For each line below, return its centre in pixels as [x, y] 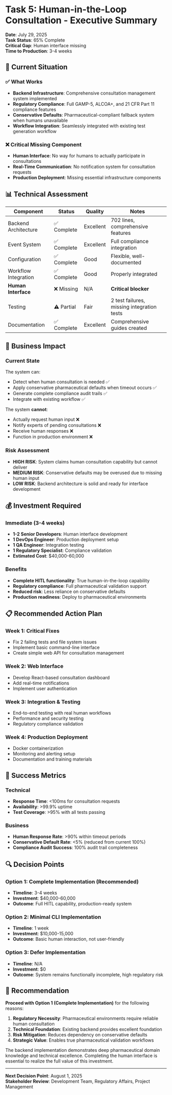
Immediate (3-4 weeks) [35, 523]
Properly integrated [134, 274]
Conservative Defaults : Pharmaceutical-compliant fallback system [83, 115]
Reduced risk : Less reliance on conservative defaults [69, 591]
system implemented [35, 98]
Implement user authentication [45, 688]
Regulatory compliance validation [48, 723]
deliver [20, 467]
